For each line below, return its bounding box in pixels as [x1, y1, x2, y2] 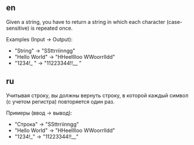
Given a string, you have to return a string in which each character [6, 18, 165, 25]
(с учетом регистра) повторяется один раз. [6, 98, 115, 105]
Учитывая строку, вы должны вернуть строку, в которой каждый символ [6, 91, 189, 99]
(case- [166, 18, 183, 25]
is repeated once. [30, 24, 73, 31]
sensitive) [6, 24, 30, 31]
